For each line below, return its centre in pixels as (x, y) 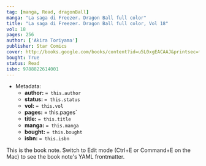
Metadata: (28, 86)
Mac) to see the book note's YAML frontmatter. (66, 157)
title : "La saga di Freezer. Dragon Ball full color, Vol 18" (87, 23)
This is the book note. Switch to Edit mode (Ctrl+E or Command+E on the (99, 150)
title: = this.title (48, 119)
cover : (15, 52)
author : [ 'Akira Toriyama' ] (42, 40)
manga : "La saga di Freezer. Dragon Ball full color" (77, 18)
